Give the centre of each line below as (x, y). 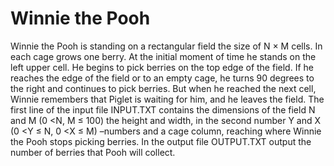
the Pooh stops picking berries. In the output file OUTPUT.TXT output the (161, 141)
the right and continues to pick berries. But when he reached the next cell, (163, 88)
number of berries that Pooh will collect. (93, 152)
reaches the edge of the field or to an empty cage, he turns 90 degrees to (162, 78)
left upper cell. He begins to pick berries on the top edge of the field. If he (162, 67)
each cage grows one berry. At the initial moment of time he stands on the (163, 56)
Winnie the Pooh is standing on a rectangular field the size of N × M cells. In (166, 46)
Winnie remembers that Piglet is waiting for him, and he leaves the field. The (167, 99)
